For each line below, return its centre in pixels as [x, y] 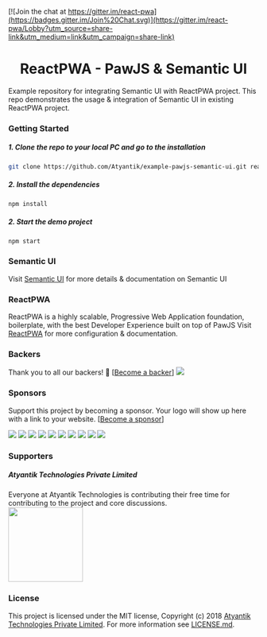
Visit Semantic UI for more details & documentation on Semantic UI [118, 278]
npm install [28, 204]
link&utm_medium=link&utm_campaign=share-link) [91, 37]
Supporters [31, 456]
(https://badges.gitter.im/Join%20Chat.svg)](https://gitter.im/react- [118, 20]
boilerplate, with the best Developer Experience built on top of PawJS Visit [130, 324]
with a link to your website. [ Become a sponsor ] [86, 419]
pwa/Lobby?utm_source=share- [61, 28]
